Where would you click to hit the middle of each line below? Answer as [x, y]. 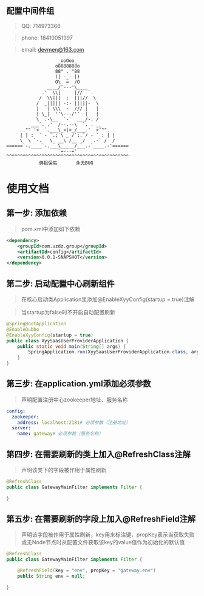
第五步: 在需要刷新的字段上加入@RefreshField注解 [101, 519]
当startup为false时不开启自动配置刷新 [68, 312]
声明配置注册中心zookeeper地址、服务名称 [74, 400]
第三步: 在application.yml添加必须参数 [79, 384]
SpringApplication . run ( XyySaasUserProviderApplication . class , [108, 352]
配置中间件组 [30, 11]
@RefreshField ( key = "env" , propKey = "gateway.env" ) [87, 570]
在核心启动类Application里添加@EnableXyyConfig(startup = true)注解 [108, 299]
